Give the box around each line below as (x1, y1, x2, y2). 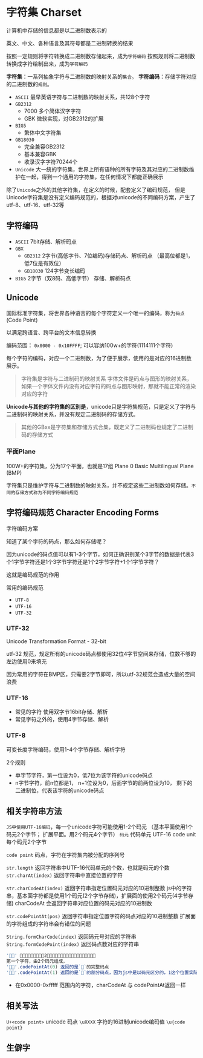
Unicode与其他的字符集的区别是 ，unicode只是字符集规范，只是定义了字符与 (6, 403, 196, 410)
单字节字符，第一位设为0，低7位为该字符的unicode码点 (14, 772, 153, 779)
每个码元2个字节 (6, 838, 47, 845)
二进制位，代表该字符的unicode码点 (14, 787, 105, 794)
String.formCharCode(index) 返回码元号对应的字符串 (6, 933, 137, 941)
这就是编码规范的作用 (6, 570, 59, 578)
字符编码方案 (6, 524, 38, 532)
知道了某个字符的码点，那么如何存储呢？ (6, 537, 107, 545)
